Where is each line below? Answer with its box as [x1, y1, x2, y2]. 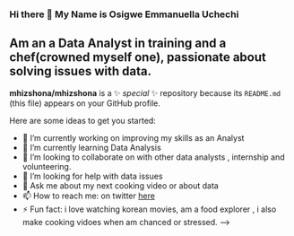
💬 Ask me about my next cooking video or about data [22, 179, 220, 191]
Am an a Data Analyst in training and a [9, 36, 227, 51]
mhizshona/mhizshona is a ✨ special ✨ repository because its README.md [9, 87, 281, 98]
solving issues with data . [9, 64, 152, 79]
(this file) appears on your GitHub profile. [9, 98, 161, 109]
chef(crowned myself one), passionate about [9, 49, 266, 66]
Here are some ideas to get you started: [9, 115, 157, 126]
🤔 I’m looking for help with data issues [22, 170, 163, 181]
